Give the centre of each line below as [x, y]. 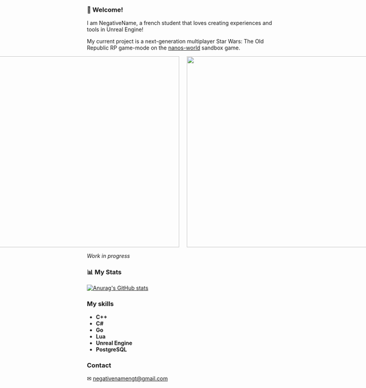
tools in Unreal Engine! [115, 29]
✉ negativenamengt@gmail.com [127, 379]
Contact [99, 365]
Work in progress [109, 256]
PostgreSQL [111, 349]
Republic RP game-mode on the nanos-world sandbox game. [164, 48]
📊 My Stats [104, 273]
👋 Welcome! [105, 10]
